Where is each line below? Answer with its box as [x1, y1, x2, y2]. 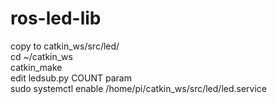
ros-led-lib [10, 7, 102, 30]
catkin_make [10, 61, 63, 73]
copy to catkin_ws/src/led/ [10, 40, 120, 52]
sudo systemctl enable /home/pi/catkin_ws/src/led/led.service [10, 82, 268, 94]
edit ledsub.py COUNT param [10, 72, 132, 84]
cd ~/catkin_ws [10, 50, 73, 62]
